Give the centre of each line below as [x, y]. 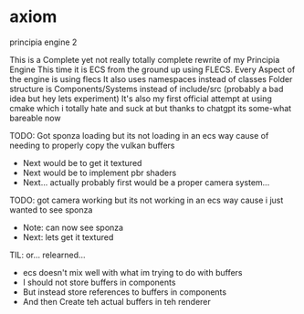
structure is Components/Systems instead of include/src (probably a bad [147, 89]
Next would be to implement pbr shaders [100, 173]
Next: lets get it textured [68, 237]
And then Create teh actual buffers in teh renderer [117, 301]
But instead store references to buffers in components [124, 292]
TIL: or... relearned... [47, 255]
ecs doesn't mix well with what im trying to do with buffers [132, 272]
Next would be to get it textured [82, 162]
